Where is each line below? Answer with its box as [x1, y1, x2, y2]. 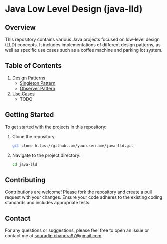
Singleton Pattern [19, 80, 56, 86]
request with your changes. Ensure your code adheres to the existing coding [5, 194, 163, 200]
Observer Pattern [19, 85, 56, 91]
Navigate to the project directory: [12, 152, 81, 158]
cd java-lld [12, 162, 37, 167]
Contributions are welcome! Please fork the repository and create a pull [5, 189, 152, 195]
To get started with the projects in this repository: [5, 124, 107, 130]
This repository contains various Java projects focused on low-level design [5, 36, 160, 42]
